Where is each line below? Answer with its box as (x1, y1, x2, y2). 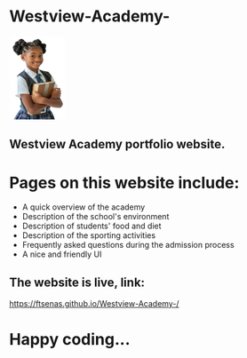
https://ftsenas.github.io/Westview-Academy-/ (9, 298, 179, 309)
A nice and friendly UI (21, 249, 102, 259)
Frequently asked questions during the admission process (21, 240, 235, 251)
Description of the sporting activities (21, 230, 156, 241)
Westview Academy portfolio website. (9, 137, 226, 152)
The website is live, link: (9, 274, 145, 290)
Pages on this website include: (9, 172, 240, 193)
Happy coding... (9, 330, 131, 350)
